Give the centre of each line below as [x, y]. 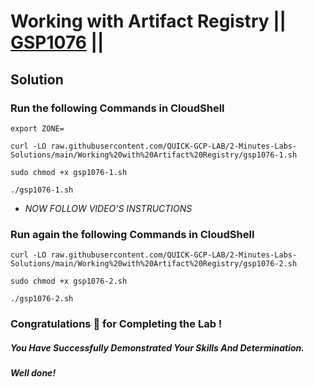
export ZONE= [37, 128]
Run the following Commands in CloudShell [117, 108]
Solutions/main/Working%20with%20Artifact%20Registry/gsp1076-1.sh [154, 155]
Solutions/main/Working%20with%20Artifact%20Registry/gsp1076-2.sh [154, 264]
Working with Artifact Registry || [148, 21]
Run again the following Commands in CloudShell [132, 234]
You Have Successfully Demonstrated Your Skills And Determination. [157, 347]
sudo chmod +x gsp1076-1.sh [69, 172]
